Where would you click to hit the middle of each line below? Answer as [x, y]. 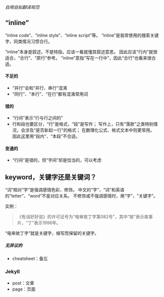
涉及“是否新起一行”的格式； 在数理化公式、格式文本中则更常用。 [90, 130]
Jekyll [12, 272]
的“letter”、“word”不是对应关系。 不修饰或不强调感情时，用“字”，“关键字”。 [82, 196]
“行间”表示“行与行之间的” [37, 118]
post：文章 [23, 283]
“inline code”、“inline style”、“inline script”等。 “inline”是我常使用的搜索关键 [82, 35]
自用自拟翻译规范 [22, 7]
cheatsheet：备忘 [30, 259]
